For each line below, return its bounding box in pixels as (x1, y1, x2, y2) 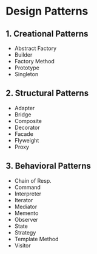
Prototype (14, 64, 40, 71)
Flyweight (14, 136, 39, 144)
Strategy (14, 228, 36, 236)
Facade (14, 130, 34, 138)
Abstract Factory (14, 44, 57, 52)
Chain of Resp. (14, 177, 52, 184)
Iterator (14, 196, 33, 203)
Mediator (14, 203, 38, 210)
